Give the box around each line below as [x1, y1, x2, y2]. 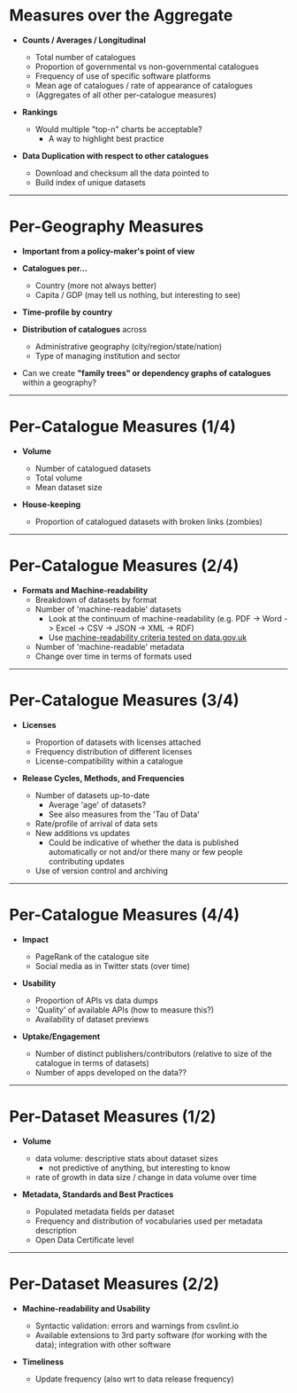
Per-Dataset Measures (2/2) [9, 1273, 219, 1294]
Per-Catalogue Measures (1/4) [9, 417, 236, 437]
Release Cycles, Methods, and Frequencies [21, 772, 185, 783]
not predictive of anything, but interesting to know [48, 1162, 231, 1173]
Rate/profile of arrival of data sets [34, 818, 158, 829]
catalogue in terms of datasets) [34, 1057, 150, 1068]
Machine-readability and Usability [21, 1303, 150, 1313]
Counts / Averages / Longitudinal [21, 35, 146, 45]
